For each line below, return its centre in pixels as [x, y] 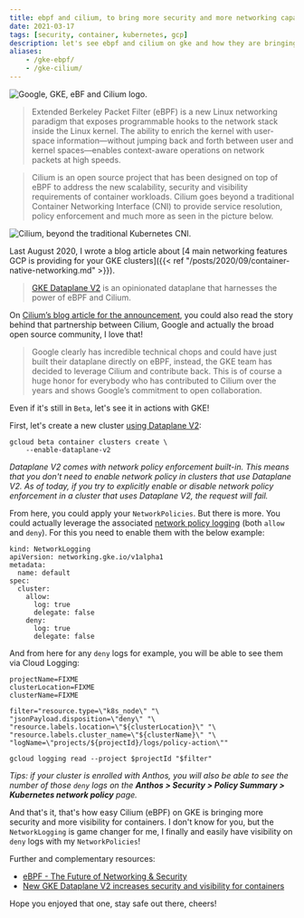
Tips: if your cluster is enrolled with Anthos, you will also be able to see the [149, 775]
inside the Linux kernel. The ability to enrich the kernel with [142, 130]
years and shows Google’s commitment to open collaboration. [147, 390]
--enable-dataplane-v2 [68, 449]
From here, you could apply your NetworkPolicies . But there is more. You [145, 513]
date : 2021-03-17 [42, 26]
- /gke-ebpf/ [50, 60]
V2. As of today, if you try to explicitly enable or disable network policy [142, 486]
